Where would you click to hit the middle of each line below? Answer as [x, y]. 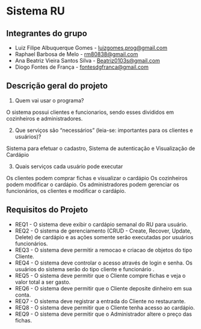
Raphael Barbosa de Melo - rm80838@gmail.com [76, 54]
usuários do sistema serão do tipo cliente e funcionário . [85, 269]
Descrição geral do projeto [57, 86]
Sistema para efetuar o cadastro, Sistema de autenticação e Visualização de [101, 148]
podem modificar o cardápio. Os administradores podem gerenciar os [93, 184]
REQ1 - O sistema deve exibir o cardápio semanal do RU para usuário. [101, 224]
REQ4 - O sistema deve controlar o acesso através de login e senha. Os [104, 263]
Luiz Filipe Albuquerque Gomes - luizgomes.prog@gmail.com [91, 48]
